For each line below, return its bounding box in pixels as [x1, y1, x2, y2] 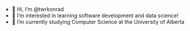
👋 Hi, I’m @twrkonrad [11, 6, 64, 13]
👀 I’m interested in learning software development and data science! [11, 12, 179, 19]
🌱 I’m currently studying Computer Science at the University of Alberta [11, 18, 185, 25]
